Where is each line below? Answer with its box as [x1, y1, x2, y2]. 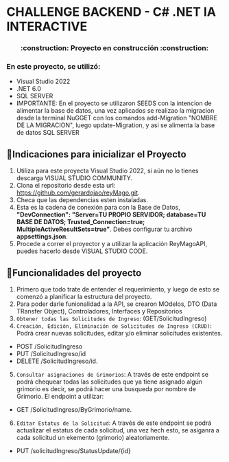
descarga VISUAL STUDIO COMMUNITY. [16, 174, 133, 182]
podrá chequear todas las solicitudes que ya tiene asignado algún [16, 377, 203, 386]
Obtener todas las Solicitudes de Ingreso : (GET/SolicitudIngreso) [16, 314, 207, 323]
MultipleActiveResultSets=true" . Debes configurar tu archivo [16, 225, 193, 234]
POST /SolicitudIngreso [16, 342, 83, 351]
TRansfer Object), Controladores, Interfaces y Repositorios [16, 307, 182, 316]
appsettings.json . [16, 232, 68, 241]
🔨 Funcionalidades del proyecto [6, 267, 142, 278]
